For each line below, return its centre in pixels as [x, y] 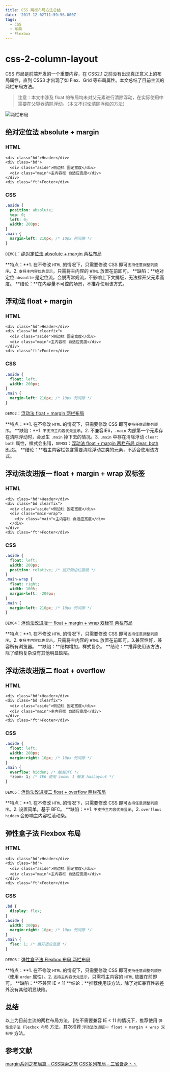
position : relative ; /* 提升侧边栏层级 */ [53, 570]
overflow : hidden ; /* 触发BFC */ [45, 772]
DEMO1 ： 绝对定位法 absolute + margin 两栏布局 [53, 254]
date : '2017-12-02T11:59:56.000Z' [42, 15]
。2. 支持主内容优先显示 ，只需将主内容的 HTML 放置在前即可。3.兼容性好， [83, 640]
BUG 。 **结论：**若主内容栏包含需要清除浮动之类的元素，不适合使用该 [80, 449]
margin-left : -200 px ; [33, 593]
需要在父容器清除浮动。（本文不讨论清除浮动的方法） [72, 104]
